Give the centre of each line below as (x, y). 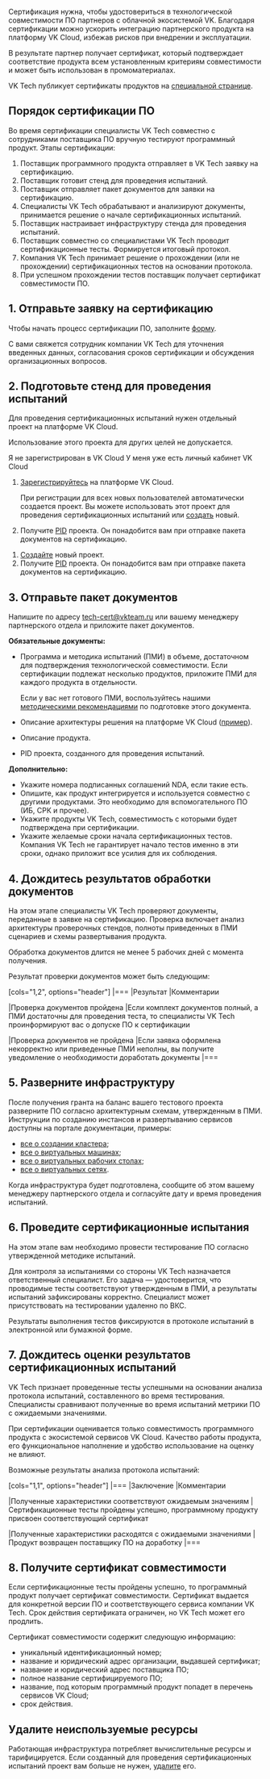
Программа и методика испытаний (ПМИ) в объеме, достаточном (135, 657)
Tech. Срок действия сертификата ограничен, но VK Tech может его (127, 1613)
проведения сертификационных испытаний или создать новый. (130, 515)
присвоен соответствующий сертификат (79, 1518)
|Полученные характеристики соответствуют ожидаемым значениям (129, 1501)
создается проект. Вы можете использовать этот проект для (125, 507)
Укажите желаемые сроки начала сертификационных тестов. (126, 836)
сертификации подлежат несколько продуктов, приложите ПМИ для (138, 674)
